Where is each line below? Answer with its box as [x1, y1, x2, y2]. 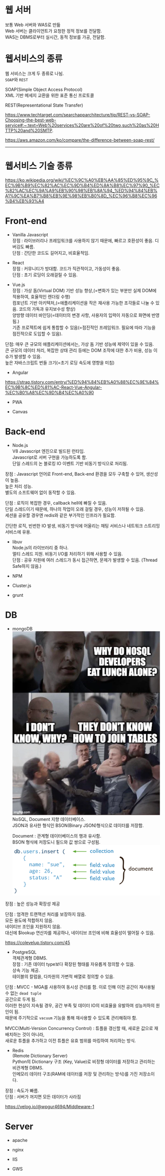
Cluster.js [12, 583, 31, 588]
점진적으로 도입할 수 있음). [12, 331, 63, 336]
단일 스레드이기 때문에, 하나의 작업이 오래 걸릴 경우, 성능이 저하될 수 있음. [5, 506, 145, 512]
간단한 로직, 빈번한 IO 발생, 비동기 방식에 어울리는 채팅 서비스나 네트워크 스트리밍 [5, 522, 160, 528]
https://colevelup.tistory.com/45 [5, 939, 70, 945]
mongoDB [12, 625, 33, 631]
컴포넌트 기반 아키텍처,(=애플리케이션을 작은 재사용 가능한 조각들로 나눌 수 [12, 299, 155, 306]
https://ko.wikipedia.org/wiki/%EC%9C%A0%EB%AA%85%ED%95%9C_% [5, 177, 159, 183]
